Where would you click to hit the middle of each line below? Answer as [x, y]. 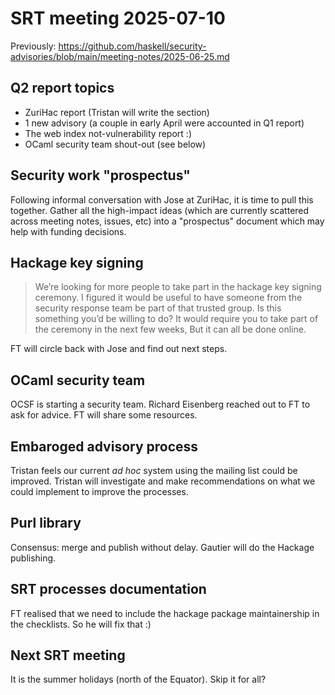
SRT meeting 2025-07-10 [118, 18]
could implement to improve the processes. [99, 491]
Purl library [46, 523]
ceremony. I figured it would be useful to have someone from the [168, 298]
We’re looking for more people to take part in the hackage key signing [178, 287]
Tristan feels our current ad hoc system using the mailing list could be [154, 470]
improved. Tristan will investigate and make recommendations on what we [163, 481]
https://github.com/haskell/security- [132, 46]
